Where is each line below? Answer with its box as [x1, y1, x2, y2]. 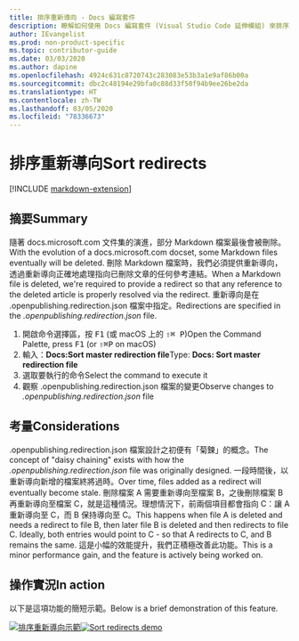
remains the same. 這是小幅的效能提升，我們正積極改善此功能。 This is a [9, 540, 273, 550]
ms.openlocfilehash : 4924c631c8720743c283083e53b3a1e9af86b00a [9, 71, 249, 80]
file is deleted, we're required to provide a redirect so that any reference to [9, 278, 283, 289]
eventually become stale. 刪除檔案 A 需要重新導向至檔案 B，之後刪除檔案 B [9, 487, 283, 498]
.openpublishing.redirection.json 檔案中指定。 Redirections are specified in [9, 300, 281, 311]
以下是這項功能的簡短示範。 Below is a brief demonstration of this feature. [9, 603, 279, 613]
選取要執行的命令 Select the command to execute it [21, 369, 208, 380]
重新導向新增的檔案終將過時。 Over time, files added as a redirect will [9, 475, 262, 486]
